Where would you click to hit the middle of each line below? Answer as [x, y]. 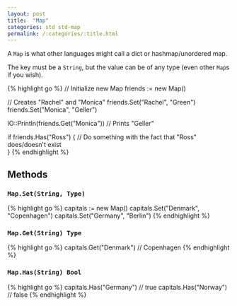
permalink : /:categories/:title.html [63, 34]
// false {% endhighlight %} [47, 295]
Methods [28, 174]
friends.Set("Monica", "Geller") [52, 110]
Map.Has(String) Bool [45, 272]
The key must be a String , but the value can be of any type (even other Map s [118, 67]
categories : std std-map [44, 27]
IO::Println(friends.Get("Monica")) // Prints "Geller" [81, 124]
